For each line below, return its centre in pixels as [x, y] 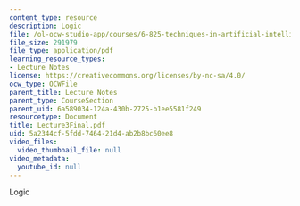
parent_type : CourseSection [62, 100]
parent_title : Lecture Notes [63, 92]
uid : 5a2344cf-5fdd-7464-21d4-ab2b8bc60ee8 [92, 134]
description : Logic [46, 26]
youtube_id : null [50, 167]
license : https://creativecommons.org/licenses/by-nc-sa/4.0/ [127, 76]
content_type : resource [54, 17]
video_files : [33, 142]
